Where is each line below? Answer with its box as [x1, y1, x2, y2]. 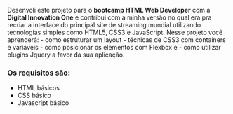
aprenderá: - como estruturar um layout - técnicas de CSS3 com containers [7, 36, 226, 44]
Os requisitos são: [7, 68, 71, 78]
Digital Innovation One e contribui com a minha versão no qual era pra [7, 13, 212, 22]
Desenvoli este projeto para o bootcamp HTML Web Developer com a [7, 6, 211, 14]
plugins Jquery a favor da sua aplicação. [7, 50, 125, 59]
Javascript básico [17, 99, 69, 107]
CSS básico [17, 91, 51, 100]
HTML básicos [17, 84, 60, 92]
